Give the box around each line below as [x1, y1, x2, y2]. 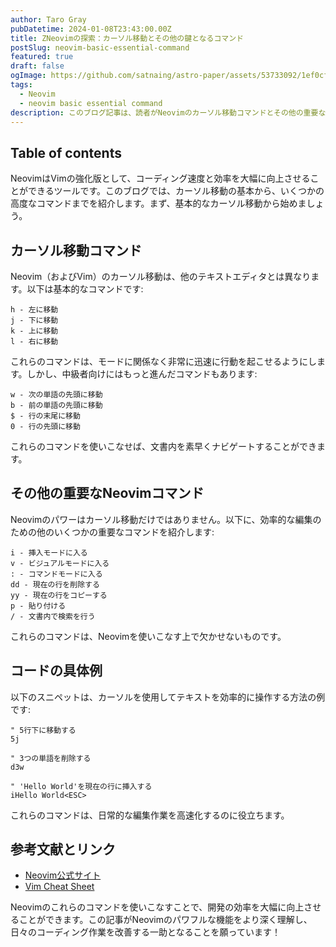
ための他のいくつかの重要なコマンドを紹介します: [10, 526, 215, 538]
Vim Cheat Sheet [24, 881, 95, 893]
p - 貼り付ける [10, 601, 67, 611]
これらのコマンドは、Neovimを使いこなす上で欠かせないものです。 [10, 630, 287, 642]
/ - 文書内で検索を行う [10, 611, 96, 621]
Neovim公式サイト [24, 869, 102, 881]
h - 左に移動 [10, 305, 59, 315]
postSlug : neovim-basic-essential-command [10, 42, 190, 53]
